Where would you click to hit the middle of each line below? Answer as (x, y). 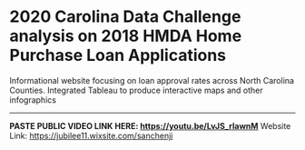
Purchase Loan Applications (118, 55)
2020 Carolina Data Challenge (125, 17)
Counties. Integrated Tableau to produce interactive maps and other (136, 90)
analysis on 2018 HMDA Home (126, 36)
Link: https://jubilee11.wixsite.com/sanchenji (91, 135)
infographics (33, 100)
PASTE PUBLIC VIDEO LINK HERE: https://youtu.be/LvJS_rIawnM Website (150, 125)
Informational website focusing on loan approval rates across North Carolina (152, 80)
